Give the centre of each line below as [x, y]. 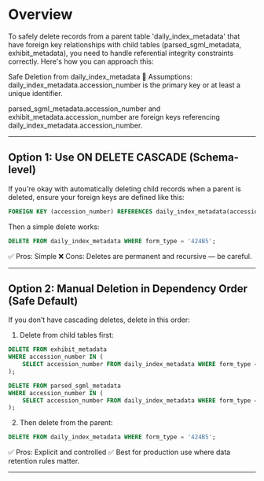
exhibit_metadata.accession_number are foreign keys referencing [114, 117]
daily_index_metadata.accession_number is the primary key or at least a [125, 85]
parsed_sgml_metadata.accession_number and [84, 109]
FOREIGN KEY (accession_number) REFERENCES [81, 211]
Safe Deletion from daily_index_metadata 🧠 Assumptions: [100, 76]
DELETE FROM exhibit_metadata [58, 350]
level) [22, 170]
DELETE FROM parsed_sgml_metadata [65, 386]
